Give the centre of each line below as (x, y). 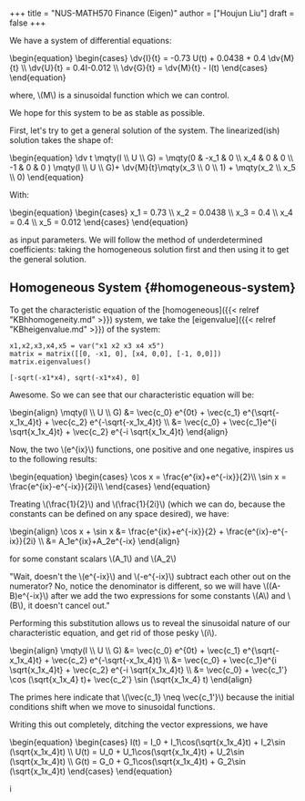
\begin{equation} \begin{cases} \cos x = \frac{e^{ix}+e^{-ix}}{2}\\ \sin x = (148, 477)
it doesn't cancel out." (69, 605)
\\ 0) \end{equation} (47, 177)
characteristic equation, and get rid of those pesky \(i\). (113, 632)
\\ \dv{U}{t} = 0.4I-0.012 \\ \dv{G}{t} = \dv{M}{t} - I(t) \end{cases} (145, 68)
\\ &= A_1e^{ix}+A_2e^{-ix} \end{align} (109, 540)
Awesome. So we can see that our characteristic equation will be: (132, 395)
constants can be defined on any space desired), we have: (119, 513)
